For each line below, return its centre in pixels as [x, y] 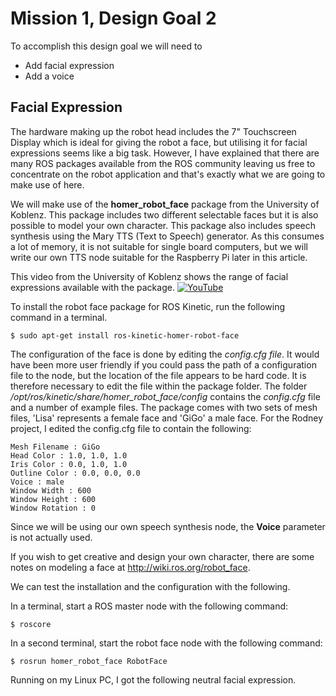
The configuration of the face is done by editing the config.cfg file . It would [165, 354]
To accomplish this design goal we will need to [106, 46]
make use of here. [47, 184]
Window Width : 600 [51, 490]
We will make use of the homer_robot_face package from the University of [165, 204]
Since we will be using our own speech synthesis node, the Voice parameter [168, 526]
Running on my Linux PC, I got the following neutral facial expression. [153, 679]
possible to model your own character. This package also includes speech [163, 225]
